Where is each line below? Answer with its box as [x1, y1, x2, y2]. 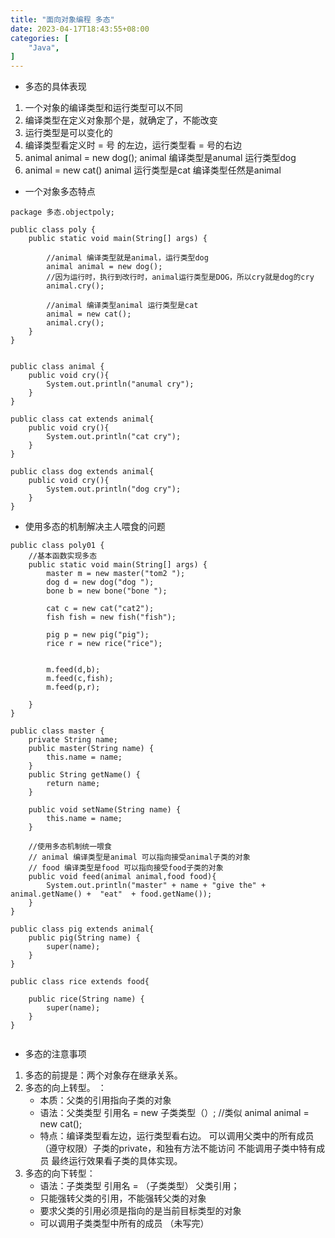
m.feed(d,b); [46, 665, 101, 675]
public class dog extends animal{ [10, 467, 155, 477]
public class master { [10, 726, 105, 736]
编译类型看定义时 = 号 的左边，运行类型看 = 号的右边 [24, 139, 243, 151]
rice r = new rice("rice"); [46, 639, 163, 649]
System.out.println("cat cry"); [46, 432, 182, 442]
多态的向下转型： [24, 1167, 96, 1180]
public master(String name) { [28, 744, 155, 754]
